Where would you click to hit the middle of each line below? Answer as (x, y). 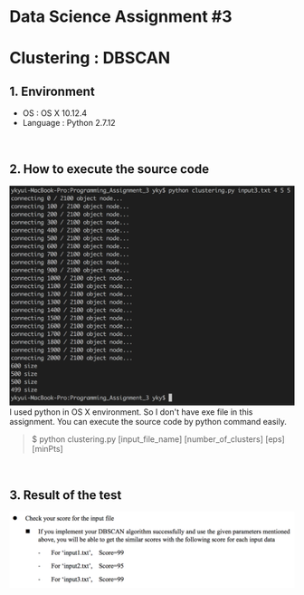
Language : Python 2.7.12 (69, 123)
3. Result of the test (66, 495)
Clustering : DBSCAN (90, 58)
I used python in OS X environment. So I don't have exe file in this (131, 412)
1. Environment (52, 91)
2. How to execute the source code (109, 169)
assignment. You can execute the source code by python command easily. (148, 422)
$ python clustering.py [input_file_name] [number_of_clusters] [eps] (158, 439)
